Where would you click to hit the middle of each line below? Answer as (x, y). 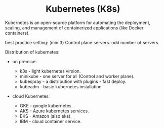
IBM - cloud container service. (50, 121)
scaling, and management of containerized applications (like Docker (74, 27)
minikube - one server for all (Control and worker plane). (77, 76)
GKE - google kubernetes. (46, 105)
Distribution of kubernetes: (32, 52)
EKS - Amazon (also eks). (45, 116)
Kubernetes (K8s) (83, 9)
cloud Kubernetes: (31, 96)
